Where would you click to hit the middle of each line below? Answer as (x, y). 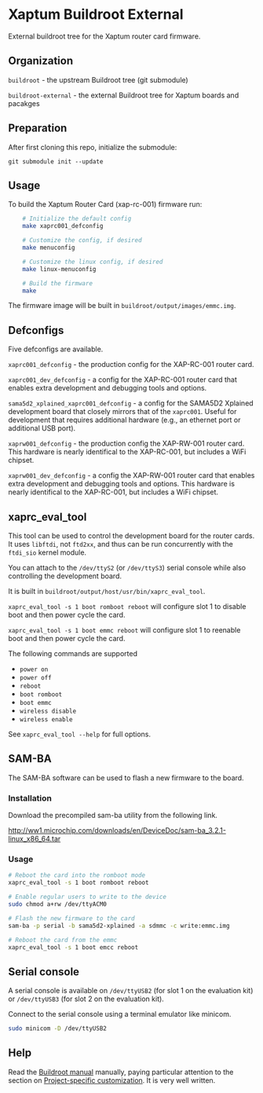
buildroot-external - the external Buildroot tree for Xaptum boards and (124, 95)
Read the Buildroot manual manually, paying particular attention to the (121, 1072)
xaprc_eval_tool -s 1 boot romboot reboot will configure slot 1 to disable (127, 606)
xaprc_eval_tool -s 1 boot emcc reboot (73, 947)
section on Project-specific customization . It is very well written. (112, 1080)
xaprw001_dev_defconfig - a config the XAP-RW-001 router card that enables (131, 475)
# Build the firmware (57, 283)
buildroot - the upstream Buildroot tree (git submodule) (98, 79)
